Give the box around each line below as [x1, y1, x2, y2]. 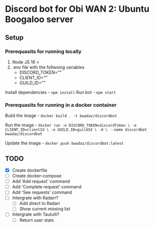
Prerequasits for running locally [5, 48, 82, 55]
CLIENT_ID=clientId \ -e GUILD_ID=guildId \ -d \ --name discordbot [5, 127, 147, 133]
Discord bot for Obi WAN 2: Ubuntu [5, 3, 150, 15]
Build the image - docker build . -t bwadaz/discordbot [5, 113, 117, 118]
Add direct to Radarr [19, 201, 60, 206]
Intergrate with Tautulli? [12, 211, 59, 217]
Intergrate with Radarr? [12, 195, 58, 201]
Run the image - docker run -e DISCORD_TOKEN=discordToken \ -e [5, 122, 137, 128]
